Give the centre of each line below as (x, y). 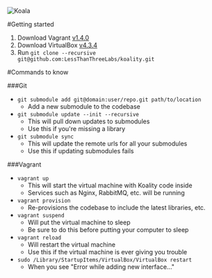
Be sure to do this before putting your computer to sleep (108, 230)
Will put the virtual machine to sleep (79, 222)
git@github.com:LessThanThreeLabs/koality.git (86, 59)
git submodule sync (46, 137)
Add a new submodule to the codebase (84, 107)
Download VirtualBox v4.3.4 (57, 45)
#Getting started (31, 24)
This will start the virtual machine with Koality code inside (110, 185)
